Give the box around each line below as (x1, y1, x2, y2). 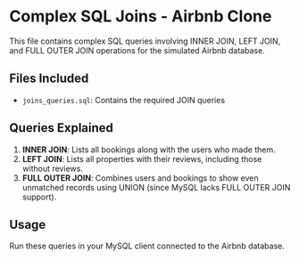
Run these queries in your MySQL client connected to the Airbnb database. (9, 240, 286, 251)
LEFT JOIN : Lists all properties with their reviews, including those (21, 153, 262, 164)
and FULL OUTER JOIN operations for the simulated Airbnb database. (9, 45, 265, 55)
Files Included (9, 71, 89, 86)
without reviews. (21, 163, 83, 174)
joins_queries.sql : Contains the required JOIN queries (21, 94, 226, 105)
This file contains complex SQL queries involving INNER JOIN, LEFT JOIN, (9, 36, 281, 46)
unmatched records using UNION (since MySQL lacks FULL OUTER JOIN (21, 182, 291, 192)
